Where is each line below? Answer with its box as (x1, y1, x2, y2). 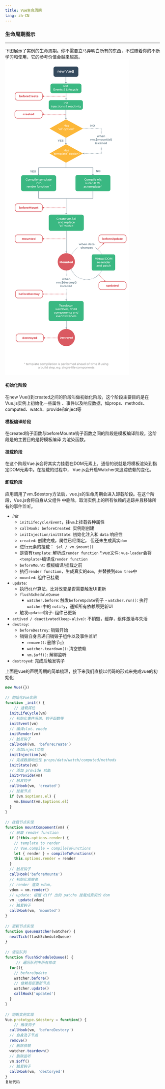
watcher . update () (14, 986, 50, 991)
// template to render (14, 840, 60, 846)
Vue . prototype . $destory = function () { (5, 1017, 87, 1022)
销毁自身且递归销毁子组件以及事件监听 (19, 633, 97, 639)
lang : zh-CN (5, 13, 29, 18)
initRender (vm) (9, 731, 41, 736)
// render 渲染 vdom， (9, 882, 54, 887)
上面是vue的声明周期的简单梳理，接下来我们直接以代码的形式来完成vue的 (5, 668, 154, 674)
